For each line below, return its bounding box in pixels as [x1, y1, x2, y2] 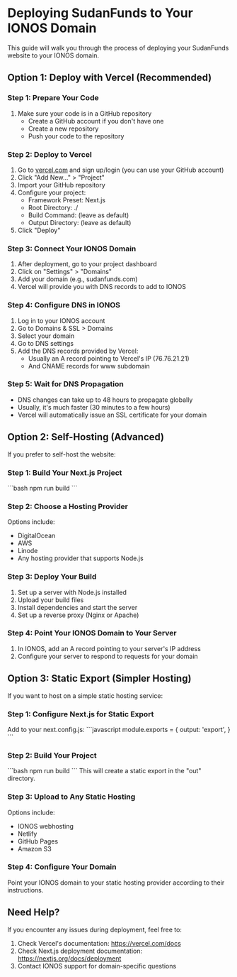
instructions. [7, 885, 44, 894]
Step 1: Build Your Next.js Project [7, 467, 122, 477]
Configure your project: [17, 188, 86, 197]
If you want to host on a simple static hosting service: [7, 691, 163, 700]
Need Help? [7, 907, 60, 919]
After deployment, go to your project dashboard [17, 260, 157, 268]
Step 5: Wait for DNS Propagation [7, 379, 124, 389]
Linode [17, 547, 38, 555]
